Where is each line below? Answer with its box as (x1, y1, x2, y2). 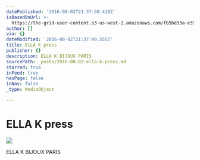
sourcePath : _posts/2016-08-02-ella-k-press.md (6, 59, 127, 64)
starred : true (6, 64, 42, 70)
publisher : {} (6, 48, 42, 54)
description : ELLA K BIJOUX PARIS (6, 53, 92, 59)
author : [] (6, 25, 33, 32)
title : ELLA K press (6, 42, 58, 48)
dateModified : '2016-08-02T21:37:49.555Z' (6, 36, 113, 42)
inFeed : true (6, 70, 39, 76)
